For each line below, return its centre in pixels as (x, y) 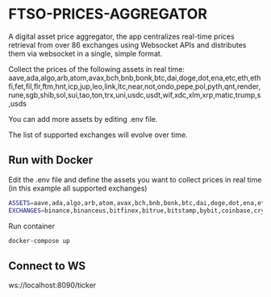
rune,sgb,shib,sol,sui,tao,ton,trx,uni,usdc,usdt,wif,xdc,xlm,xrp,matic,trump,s (135, 94)
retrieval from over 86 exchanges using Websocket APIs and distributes (127, 44)
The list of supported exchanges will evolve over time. (98, 135)
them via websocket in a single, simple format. (85, 53)
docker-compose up (39, 241)
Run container (31, 226)
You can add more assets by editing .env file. (83, 119)
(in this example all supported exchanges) (78, 188)
